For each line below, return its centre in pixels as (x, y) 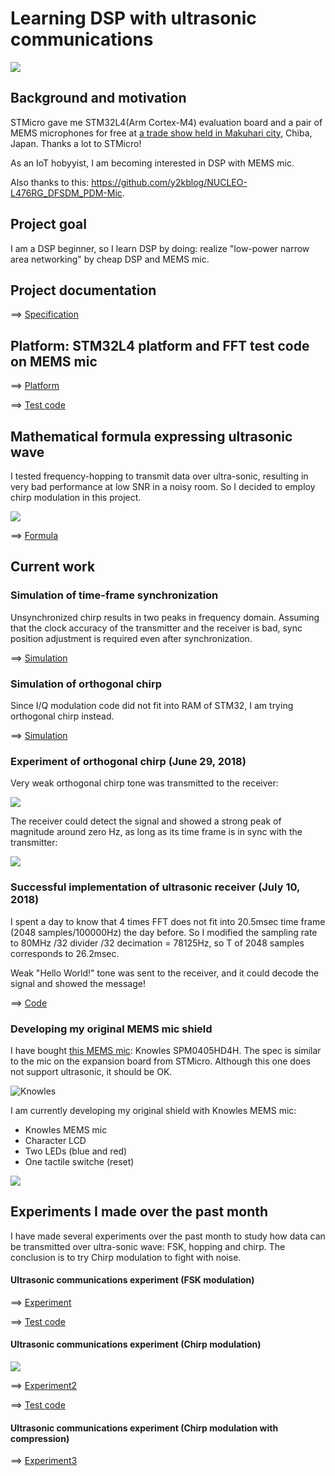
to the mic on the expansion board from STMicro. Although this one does (160, 1061)
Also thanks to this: (50, 182)
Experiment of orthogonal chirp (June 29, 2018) (128, 761)
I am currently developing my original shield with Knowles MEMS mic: (153, 1110)
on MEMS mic (54, 361)
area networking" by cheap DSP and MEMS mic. (110, 259)
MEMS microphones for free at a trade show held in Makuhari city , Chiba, (161, 133)
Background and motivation (98, 98)
